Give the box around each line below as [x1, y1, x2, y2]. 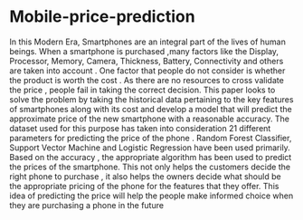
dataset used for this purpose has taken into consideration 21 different [9, 122, 271, 133]
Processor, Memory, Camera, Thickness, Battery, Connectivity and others [9, 55, 284, 66]
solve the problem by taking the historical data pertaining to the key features [9, 93, 294, 105]
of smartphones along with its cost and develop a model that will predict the [9, 103, 292, 114]
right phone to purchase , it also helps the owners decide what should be [9, 170, 282, 182]
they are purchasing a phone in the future [9, 199, 165, 210]
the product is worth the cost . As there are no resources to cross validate [9, 74, 285, 85]
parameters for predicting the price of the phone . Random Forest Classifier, [9, 132, 292, 143]
